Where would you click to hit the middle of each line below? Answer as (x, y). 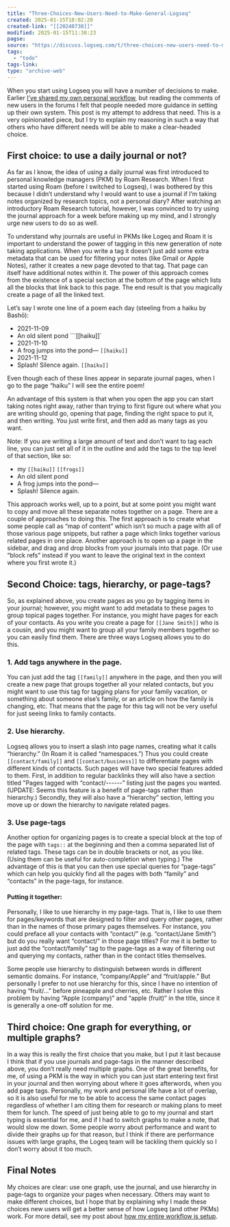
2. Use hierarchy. (36, 731)
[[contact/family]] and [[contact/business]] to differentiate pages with (110, 761)
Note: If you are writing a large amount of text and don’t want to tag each (110, 441)
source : (18, 45)
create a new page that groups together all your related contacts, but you (110, 684)
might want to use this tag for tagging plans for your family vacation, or (107, 692)
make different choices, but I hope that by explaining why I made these (107, 1202)
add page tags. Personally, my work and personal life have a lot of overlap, (112, 1091)
